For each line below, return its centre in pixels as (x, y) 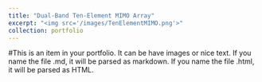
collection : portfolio (46, 30)
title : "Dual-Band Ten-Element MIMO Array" (82, 16)
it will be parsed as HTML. (51, 70)
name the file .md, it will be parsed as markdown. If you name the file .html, (131, 61)
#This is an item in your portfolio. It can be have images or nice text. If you (130, 53)
